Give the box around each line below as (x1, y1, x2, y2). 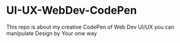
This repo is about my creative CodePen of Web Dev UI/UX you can (6, 23, 175, 30)
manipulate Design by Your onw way (6, 29, 97, 36)
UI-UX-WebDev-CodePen (6, 4, 137, 17)
